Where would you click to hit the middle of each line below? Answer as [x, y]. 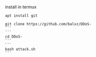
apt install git [21, 16]
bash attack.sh [20, 49]
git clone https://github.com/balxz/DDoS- [48, 24]
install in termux [21, 7]
